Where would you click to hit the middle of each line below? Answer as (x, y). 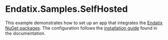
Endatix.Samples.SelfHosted (66, 9)
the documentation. (26, 33)
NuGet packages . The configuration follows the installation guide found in (81, 28)
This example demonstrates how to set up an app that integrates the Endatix (84, 23)
